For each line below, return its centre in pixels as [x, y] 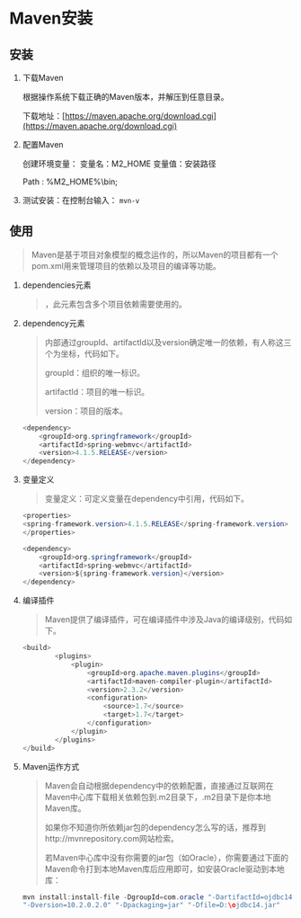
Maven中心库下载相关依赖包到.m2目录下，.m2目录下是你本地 [158, 797]
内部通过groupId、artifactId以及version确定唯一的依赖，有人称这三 [168, 342]
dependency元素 [53, 323]
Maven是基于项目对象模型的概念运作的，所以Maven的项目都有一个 [155, 254]
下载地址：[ [44, 116]
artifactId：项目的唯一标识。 [97, 391]
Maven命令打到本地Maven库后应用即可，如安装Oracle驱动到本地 [164, 869]
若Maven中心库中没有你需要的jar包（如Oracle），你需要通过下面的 [167, 857]
